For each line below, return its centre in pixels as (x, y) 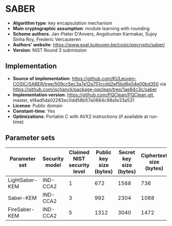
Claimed (79, 152)
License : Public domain (38, 106)
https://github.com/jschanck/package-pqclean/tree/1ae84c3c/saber (85, 89)
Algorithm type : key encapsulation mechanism (62, 23)
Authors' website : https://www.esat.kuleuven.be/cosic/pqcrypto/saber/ (89, 44)
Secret (127, 152)
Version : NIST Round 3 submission (50, 50)
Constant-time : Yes (34, 111)
